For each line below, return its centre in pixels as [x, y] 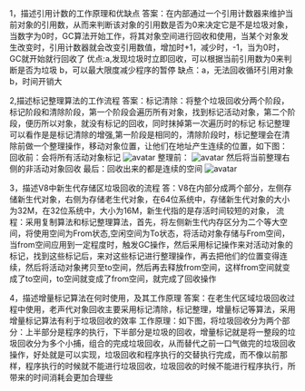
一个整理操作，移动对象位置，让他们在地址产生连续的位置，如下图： [160, 146]
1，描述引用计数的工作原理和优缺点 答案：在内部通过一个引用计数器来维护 [148, 13]
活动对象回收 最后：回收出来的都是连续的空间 [118, 169]
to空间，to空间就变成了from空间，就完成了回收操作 [121, 279]
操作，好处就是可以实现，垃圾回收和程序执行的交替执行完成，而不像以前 [144, 355]
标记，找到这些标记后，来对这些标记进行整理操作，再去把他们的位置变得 [144, 256]
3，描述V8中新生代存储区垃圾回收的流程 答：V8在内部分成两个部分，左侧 [147, 188]
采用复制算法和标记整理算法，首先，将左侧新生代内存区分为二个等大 [152, 222]
